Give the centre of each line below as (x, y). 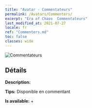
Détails (16, 70)
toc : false (16, 37)
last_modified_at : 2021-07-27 (36, 23)
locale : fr (16, 28)
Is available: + (19, 101)
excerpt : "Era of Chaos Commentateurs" (46, 18)
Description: (18, 82)
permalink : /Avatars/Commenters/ (39, 14)
